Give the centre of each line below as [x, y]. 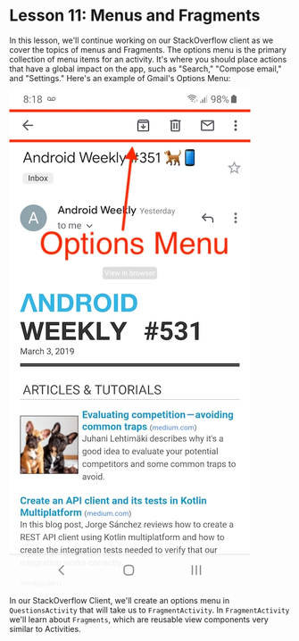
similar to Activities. [46, 629]
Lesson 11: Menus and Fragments [135, 16]
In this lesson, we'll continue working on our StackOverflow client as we [141, 40]
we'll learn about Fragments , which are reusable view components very [139, 619]
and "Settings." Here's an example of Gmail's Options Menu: [120, 78]
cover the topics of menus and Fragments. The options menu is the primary [148, 49]
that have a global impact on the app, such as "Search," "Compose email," [145, 69]
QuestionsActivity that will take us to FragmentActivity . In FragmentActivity [149, 610]
